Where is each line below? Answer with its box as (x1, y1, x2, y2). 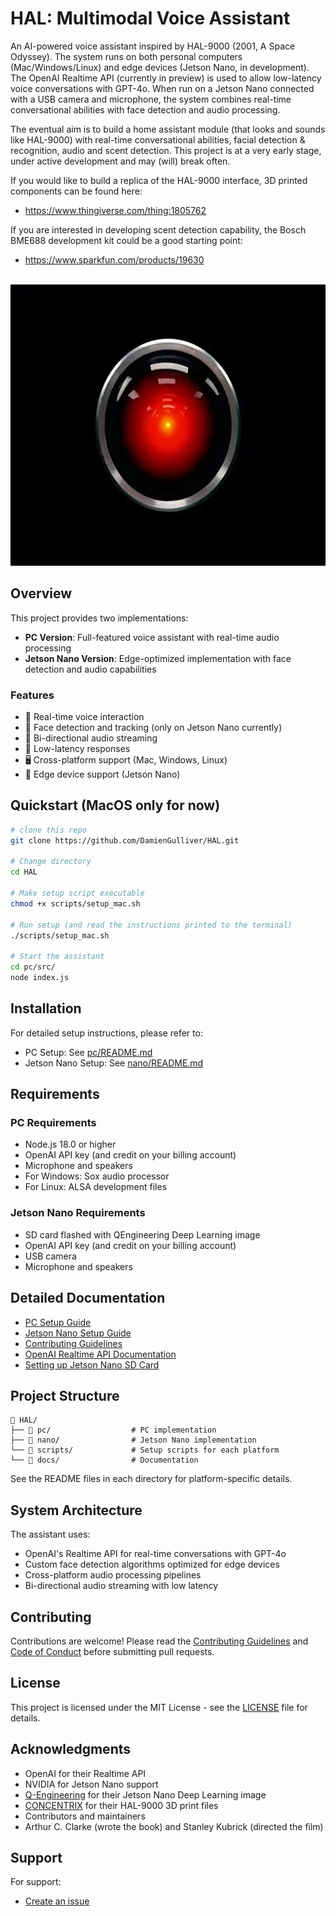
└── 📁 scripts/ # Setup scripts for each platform (10, 1445, 280, 1456)
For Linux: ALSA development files (24, 1181, 168, 1193)
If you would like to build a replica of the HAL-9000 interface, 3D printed (10, 174, 308, 186)
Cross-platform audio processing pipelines (24, 1569, 202, 1581)
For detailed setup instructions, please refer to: (10, 1027, 203, 1039)
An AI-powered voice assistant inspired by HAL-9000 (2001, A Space (10, 40, 296, 52)
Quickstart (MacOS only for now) (10, 797, 221, 814)
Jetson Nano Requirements (10, 1206, 146, 1220)
